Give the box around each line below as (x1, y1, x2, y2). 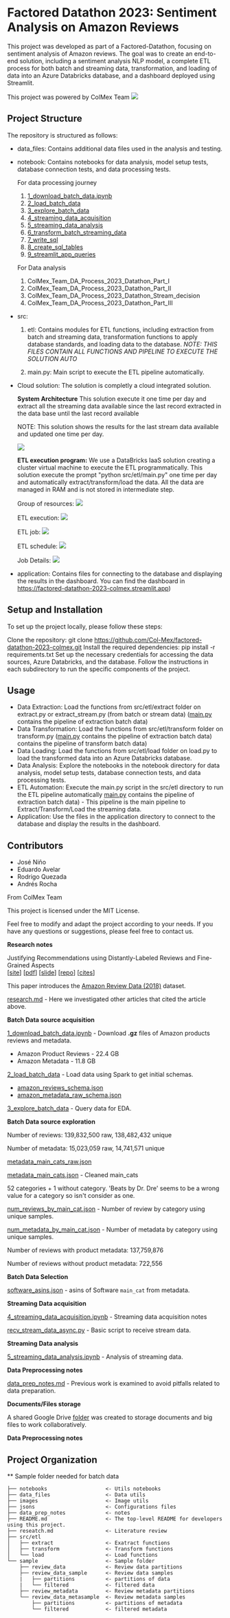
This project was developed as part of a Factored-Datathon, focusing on (7, 42, 211, 50)
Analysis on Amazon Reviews (7, 19, 179, 35)
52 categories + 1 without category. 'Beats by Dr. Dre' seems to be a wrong (7, 1184, 220, 1192)
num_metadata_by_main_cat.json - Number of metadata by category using (7, 1225, 218, 1234)
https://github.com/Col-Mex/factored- (94, 635, 203, 644)
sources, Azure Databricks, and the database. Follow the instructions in (7, 657, 209, 666)
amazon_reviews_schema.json (16, 1084, 104, 1092)
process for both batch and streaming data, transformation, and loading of (7, 64, 218, 72)
